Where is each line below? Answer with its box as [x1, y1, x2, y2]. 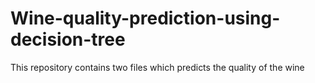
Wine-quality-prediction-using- [10, 7, 281, 30]
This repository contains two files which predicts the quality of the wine [10, 61, 305, 73]
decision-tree [10, 28, 126, 51]
